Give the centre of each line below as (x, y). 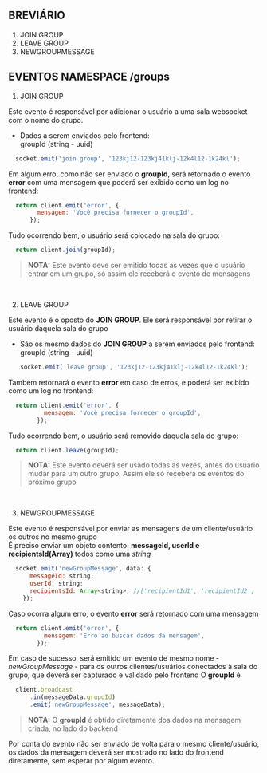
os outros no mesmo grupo (53, 537)
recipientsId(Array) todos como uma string (80, 554)
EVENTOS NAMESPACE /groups (89, 77)
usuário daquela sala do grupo (59, 328)
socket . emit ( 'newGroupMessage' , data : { (83, 569)
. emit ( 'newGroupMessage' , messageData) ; (97, 705)
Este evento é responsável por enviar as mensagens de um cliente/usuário (131, 529)
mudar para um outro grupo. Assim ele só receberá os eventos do (136, 474)
